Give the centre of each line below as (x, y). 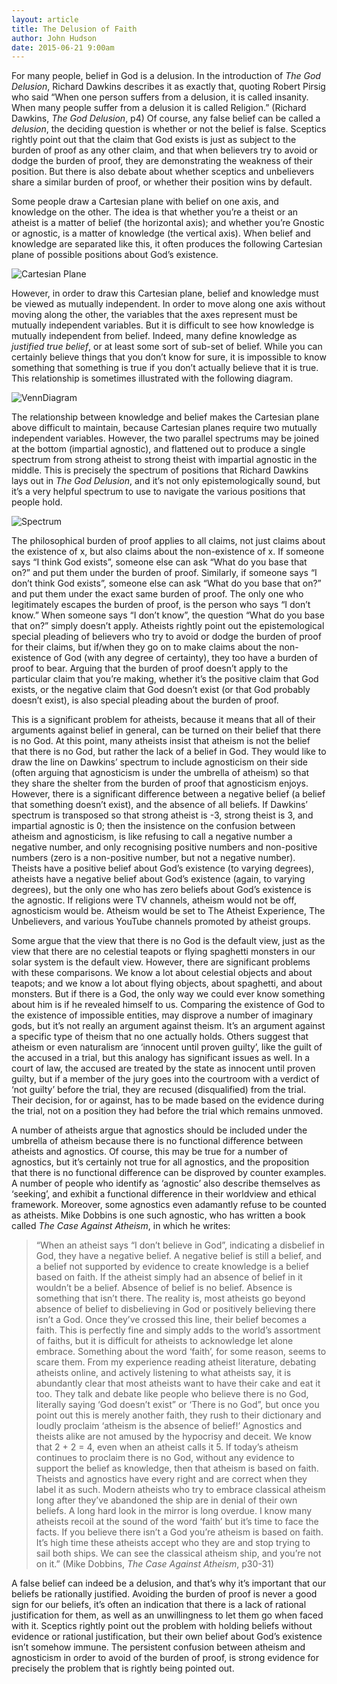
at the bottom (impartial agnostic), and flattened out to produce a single (158, 449)
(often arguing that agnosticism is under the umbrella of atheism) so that (160, 773)
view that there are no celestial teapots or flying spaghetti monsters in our (163, 952)
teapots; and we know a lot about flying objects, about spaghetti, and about (167, 983)
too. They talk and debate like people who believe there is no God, (172, 1394)
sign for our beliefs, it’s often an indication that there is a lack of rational (159, 1605)
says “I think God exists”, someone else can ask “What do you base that (159, 562)
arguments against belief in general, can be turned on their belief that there (166, 730)
